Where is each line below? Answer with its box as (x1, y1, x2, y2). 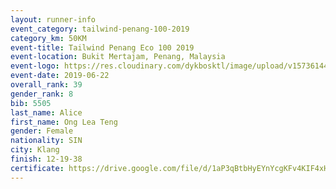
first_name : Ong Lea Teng (10, 117, 118, 127)
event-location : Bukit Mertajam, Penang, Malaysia (10, 52, 226, 62)
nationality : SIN (10, 136, 83, 146)
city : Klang (10, 145, 60, 155)
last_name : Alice (10, 107, 83, 118)
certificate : (10, 163, 65, 173)
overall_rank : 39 (10, 80, 83, 90)
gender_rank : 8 (10, 89, 74, 99)
